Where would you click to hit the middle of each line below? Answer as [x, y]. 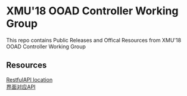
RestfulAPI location [29, 79]
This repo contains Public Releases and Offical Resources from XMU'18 [94, 40]
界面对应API [21, 86]
